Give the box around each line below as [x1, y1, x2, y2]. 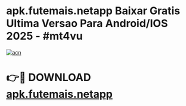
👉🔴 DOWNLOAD [6, 71, 91, 84]
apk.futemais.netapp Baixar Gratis [6, 4, 181, 18]
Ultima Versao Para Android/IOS [6, 17, 168, 30]
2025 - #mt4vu [6, 30, 83, 43]
